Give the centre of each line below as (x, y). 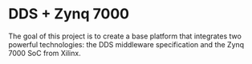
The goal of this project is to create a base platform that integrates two (125, 36)
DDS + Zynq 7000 (69, 14)
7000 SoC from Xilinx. (45, 53)
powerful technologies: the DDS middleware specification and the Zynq (126, 44)
